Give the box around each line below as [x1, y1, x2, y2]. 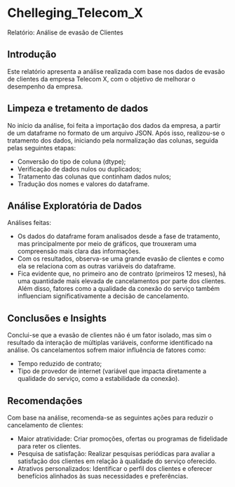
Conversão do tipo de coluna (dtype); [17, 157, 126, 166]
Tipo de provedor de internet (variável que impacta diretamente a [17, 367, 207, 375]
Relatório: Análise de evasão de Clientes [7, 28, 124, 37]
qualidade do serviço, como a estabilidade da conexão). [17, 375, 180, 383]
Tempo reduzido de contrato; [17, 360, 102, 368]
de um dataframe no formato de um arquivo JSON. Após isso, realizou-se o [7, 129, 225, 137]
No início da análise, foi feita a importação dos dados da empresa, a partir [7, 121, 221, 129]
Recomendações [7, 395, 83, 407]
